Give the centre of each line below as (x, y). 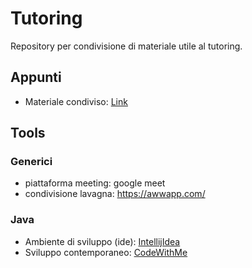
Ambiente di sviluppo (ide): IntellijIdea (102, 241)
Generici (31, 162)
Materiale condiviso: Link (76, 101)
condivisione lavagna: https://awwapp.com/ (115, 194)
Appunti (36, 77)
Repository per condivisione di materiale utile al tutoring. (126, 46)
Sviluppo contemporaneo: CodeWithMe (106, 252)
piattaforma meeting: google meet (95, 183)
